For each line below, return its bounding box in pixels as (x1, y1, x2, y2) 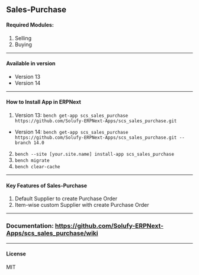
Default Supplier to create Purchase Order (14, 195, 117, 202)
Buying (14, 41, 33, 48)
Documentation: (6, 222, 54, 230)
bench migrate (14, 158, 50, 164)
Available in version (6, 60, 56, 67)
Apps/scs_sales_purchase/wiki (6, 229, 99, 238)
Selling (14, 34, 31, 41)
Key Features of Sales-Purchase (6, 182, 88, 189)
